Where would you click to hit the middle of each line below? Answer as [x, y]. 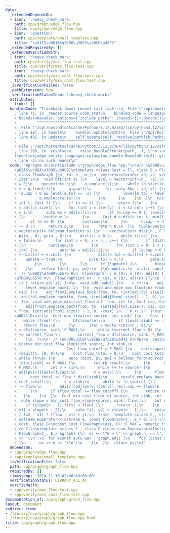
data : [11, 10]
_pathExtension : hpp [31, 90]
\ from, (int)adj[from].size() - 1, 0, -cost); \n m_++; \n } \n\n [88, 311]
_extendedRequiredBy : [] [36, 48]
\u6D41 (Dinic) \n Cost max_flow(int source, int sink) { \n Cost [87, 316]
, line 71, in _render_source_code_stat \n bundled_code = [80, 114]
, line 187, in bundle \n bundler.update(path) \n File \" [80, 132]
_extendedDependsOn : [31, 15]
